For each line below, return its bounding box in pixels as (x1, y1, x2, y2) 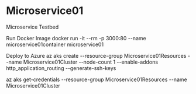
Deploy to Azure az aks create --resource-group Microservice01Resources (6, 52, 187, 59)
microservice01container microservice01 (6, 41, 104, 48)
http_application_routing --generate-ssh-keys (6, 64, 116, 71)
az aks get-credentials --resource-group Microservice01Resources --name (6, 76, 187, 83)
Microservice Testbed (6, 23, 59, 30)
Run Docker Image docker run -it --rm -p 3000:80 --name (6, 34, 146, 41)
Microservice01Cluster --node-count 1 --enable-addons (23, 58, 159, 65)
